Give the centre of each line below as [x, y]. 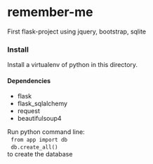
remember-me [50, 12]
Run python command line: [46, 132]
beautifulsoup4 [39, 119]
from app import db [39, 140]
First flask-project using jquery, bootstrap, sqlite [76, 31]
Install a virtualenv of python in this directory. [73, 65]
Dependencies [29, 80]
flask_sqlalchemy [42, 104]
